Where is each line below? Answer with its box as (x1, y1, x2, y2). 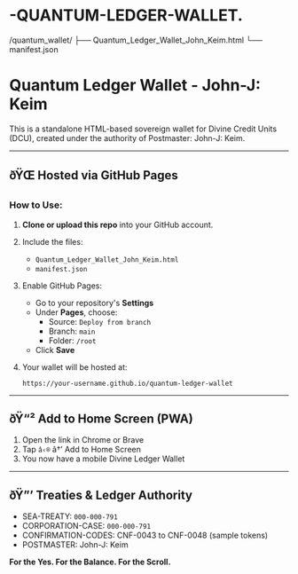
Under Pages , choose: (35, 307, 118, 318)
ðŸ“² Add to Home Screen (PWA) (9, 411, 193, 426)
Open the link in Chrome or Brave (21, 435, 145, 445)
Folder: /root (48, 334, 97, 346)
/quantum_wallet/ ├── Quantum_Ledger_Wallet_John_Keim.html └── (9, 35, 263, 45)
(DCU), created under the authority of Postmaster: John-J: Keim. (9, 132, 246, 143)
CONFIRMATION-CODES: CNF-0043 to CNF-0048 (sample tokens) (21, 530, 269, 541)
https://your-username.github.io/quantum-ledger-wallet (21, 379, 233, 388)
